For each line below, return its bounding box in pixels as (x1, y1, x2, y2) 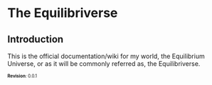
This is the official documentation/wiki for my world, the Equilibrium (7, 52, 205, 60)
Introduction (7, 33, 64, 45)
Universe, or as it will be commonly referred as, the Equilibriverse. (7, 59, 201, 68)
